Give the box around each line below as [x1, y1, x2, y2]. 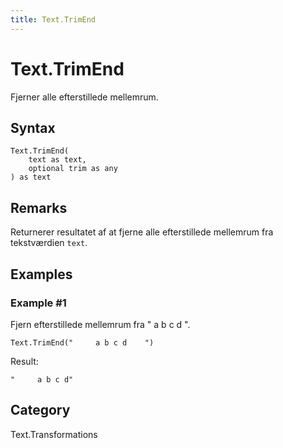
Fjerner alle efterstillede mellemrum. [10, 91, 159, 103]
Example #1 [10, 296, 67, 310]
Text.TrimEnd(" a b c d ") [10, 337, 155, 348]
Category [10, 402, 71, 419]
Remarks [10, 199, 68, 216]
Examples [10, 266, 73, 283]
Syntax [10, 119, 56, 136]
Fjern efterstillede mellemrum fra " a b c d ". [10, 318, 191, 330]
